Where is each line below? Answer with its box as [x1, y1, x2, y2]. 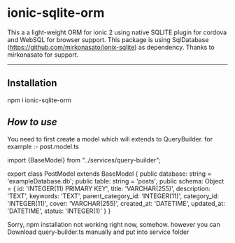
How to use [7, 116, 57, 128]
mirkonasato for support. [7, 50, 79, 59]
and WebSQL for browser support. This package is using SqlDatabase [7, 35, 209, 43]
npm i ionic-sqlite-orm [7, 96, 72, 104]
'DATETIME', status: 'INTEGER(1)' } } [7, 207, 111, 215]
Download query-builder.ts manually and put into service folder [7, 228, 190, 236]
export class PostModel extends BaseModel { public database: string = [7, 169, 212, 178]
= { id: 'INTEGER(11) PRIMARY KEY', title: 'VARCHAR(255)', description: [7, 184, 211, 193]
